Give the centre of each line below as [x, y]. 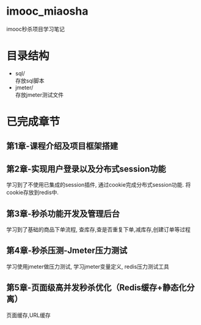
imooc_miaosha [47, 11]
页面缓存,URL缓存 [28, 315]
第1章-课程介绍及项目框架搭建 [62, 146]
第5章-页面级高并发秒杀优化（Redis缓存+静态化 [97, 288]
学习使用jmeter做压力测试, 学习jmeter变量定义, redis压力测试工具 [88, 266]
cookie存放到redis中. [33, 192]
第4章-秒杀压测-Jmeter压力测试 [67, 251]
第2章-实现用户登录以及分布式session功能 [86, 169]
